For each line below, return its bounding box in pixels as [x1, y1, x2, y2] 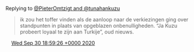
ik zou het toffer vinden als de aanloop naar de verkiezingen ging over [19, 16, 189, 23]
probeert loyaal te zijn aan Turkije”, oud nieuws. [19, 28, 134, 35]
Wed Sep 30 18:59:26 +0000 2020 [11, 40, 95, 46]
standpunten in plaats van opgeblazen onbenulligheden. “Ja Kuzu [19, 23, 178, 29]
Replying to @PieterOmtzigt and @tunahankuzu [5, 5, 120, 12]
